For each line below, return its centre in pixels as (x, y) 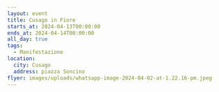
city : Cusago (32, 65)
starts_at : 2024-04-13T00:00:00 (54, 26)
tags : (15, 46)
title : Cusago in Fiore (42, 20)
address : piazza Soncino (49, 71)
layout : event (28, 13)
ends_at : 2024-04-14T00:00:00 (51, 33)
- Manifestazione (38, 53)
